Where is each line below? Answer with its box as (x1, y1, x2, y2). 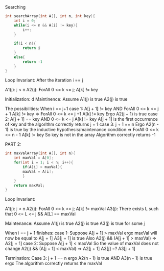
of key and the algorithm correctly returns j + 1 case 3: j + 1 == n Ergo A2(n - (5, 121, 159, 127)
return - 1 (23, 59, 43, 64)
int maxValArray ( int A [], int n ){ (5, 151, 76, 156)
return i (23, 46, 41, 51)
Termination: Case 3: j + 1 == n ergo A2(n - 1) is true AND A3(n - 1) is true (5, 255, 153, 261)
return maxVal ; (14, 183, 45, 188)
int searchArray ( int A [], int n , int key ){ (5, 14, 95, 19)
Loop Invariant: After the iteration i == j (5, 77, 83, 83)
